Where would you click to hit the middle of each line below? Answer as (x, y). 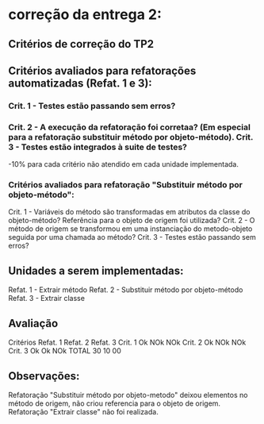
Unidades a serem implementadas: (96, 270)
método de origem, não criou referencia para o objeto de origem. (114, 403)
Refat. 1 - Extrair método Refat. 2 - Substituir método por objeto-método (126, 290)
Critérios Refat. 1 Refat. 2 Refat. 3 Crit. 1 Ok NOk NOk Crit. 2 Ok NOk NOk (127, 342)
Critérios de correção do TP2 (81, 44)
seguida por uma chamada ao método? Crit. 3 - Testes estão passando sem (132, 237)
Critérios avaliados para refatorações (102, 70)
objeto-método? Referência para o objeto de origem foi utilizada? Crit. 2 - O (132, 221)
